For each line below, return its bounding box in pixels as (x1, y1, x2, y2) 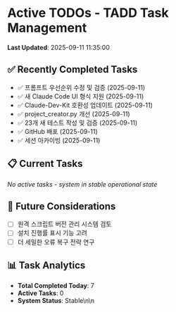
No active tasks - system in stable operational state (7, 180, 158, 188)
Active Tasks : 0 (17, 289, 64, 297)
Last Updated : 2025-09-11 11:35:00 (7, 43, 111, 51)
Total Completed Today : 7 (17, 282, 95, 290)
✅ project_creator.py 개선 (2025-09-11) (17, 109, 130, 118)
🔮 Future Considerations (7, 200, 116, 212)
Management (7, 20, 87, 36)
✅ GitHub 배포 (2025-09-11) (17, 127, 99, 135)
